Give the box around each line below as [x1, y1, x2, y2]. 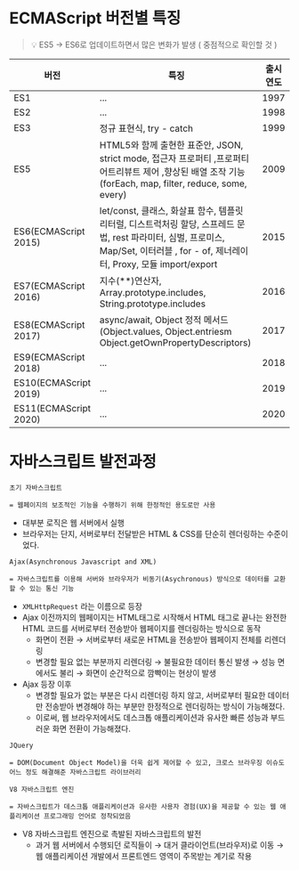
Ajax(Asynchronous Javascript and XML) [9, 557, 158, 566]
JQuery [9, 741, 34, 750]
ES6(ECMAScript [13, 224, 85, 237]
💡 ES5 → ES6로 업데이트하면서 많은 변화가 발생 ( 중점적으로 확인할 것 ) [30, 39, 278, 50]
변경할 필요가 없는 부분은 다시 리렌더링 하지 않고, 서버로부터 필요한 [35, 689, 266, 700]
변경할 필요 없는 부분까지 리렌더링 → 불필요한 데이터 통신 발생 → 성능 [35, 656, 276, 667]
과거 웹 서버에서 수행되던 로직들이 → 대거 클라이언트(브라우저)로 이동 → [35, 839, 285, 850]
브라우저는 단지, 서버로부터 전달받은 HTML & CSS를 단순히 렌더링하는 [21, 528, 265, 539]
